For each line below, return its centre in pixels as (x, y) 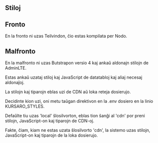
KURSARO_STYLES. (25, 106)
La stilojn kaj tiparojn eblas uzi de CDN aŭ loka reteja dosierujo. (68, 92)
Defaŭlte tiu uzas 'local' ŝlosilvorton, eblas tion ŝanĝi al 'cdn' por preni (75, 116)
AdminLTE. (16, 68)
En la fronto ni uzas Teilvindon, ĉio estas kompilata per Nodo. (66, 36)
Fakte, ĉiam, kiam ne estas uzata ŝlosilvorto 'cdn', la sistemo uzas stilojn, (78, 130)
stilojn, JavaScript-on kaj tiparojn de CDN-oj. (50, 121)
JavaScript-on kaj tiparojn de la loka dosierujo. (51, 135)
